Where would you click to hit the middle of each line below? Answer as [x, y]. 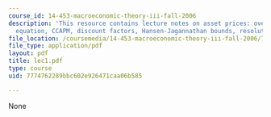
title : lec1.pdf [35, 61]
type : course [30, 69]
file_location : [34, 38]
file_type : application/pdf [56, 46]
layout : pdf [28, 53]
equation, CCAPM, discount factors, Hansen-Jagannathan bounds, [126, 31]
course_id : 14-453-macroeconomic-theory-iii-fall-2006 [102, 16]
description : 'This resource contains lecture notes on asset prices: [129, 23]
